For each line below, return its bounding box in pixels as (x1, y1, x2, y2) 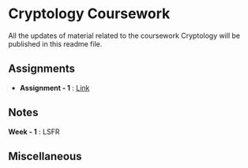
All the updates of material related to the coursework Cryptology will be (8, 31, 241, 40)
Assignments (8, 62, 76, 76)
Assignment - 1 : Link (19, 83, 90, 92)
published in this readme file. (8, 39, 103, 48)
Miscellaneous (8, 149, 82, 162)
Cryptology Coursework (8, 5, 171, 23)
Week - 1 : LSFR (8, 127, 60, 136)
